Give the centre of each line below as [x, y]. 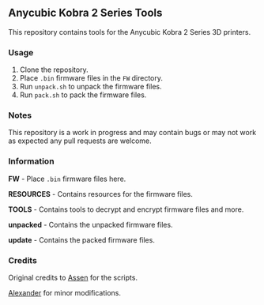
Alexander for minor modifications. [64, 293]
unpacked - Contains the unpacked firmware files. [91, 224]
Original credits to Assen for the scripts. [73, 277]
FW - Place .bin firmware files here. [67, 179]
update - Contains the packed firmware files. [82, 239]
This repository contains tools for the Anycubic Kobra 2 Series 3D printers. [130, 32]
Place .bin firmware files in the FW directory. [91, 78]
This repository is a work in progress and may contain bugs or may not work [132, 133]
